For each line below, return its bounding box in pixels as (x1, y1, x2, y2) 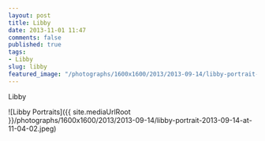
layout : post (8, 11, 51, 20)
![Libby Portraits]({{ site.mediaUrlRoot (8, 107, 132, 117)
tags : (8, 48, 26, 56)
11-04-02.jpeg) (8, 124, 57, 133)
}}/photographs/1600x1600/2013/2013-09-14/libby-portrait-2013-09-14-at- (8, 115, 252, 124)
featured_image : (8, 70, 62, 78)
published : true (8, 41, 62, 49)
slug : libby (8, 63, 47, 71)
